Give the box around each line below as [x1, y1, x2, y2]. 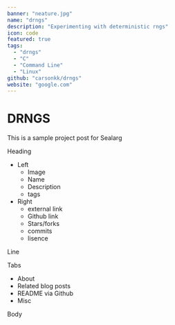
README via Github [17, 289, 74, 298]
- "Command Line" [13, 62, 64, 69]
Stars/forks [27, 220, 60, 228]
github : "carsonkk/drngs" [7, 74, 82, 82]
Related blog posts [17, 282, 71, 290]
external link [27, 205, 63, 213]
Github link [27, 212, 59, 220]
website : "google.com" [7, 81, 73, 88]
